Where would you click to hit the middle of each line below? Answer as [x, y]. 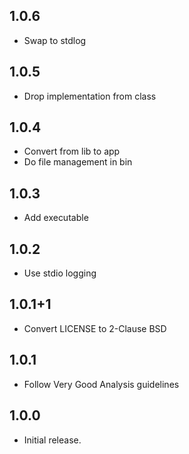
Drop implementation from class [90, 96]
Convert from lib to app [72, 151]
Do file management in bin [78, 162]
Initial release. [52, 440]
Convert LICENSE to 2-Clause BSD [95, 328]
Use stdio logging [60, 273]
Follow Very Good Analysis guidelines [101, 384]
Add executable [56, 218]
